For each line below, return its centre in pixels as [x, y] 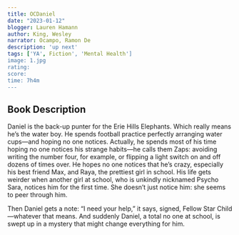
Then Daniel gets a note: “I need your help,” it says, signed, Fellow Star [112, 209]
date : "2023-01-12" [36, 21]
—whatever [24, 216]
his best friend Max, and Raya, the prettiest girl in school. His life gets [110, 172]
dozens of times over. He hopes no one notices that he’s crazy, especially [115, 164]
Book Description [47, 109]
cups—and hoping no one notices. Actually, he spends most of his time [112, 142]
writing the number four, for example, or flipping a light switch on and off [114, 157]
